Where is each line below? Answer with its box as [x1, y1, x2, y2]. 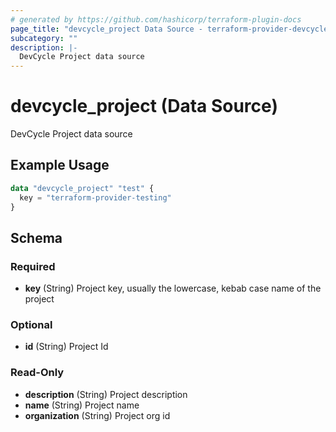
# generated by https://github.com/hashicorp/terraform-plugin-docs [10, 14, 302, 25]
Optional [10, 318, 53, 332]
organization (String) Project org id [24, 409, 171, 421]
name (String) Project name [24, 399, 140, 411]
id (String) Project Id [24, 341, 109, 353]
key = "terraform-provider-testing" [19, 192, 172, 203]
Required [10, 259, 56, 273]
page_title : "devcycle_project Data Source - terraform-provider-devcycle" [10, 24, 333, 34]
